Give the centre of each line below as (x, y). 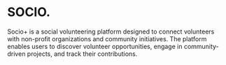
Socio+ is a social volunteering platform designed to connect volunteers (111, 31)
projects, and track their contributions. (82, 54)
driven (16, 54)
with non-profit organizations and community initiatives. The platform (107, 38)
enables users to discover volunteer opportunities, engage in (95, 46)
